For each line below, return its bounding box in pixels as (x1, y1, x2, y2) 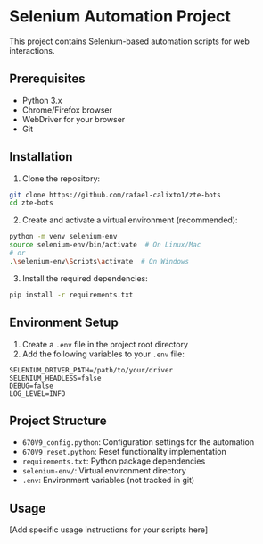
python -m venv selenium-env (9, 232, 118, 241)
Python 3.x (21, 95, 62, 105)
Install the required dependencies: (21, 272, 149, 283)
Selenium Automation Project (9, 6, 232, 27)
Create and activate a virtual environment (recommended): (21, 214, 238, 225)
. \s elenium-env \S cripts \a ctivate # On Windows (9, 256, 190, 265)
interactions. (9, 45, 55, 55)
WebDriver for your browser (21, 113, 126, 124)
